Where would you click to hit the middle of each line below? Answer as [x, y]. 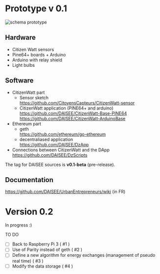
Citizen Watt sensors [33, 49]
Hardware [20, 38]
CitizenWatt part [28, 92]
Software [19, 81]
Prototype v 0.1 [36, 9]
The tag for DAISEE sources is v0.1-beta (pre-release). [60, 164]
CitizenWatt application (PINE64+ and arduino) [66, 108]
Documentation [29, 180]
